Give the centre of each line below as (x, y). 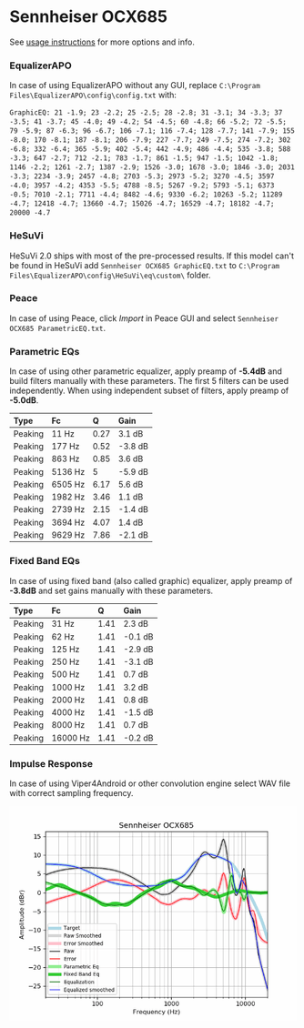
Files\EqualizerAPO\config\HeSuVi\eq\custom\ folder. (110, 275)
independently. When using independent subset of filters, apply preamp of (149, 391)
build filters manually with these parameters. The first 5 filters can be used (149, 381)
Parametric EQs (45, 351)
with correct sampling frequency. (71, 793)
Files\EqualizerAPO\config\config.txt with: (93, 95)
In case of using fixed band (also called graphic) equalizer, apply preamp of (151, 580)
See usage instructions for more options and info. (102, 42)
